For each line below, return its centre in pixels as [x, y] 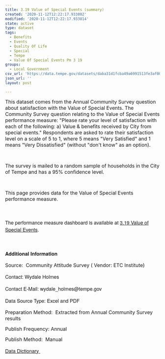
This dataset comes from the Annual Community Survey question [81, 101]
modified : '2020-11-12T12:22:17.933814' [47, 19]
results [13, 318]
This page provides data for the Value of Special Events [69, 193]
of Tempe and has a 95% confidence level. [55, 172]
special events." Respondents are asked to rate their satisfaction [79, 132]
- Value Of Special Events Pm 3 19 [46, 60]
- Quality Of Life [28, 46]
